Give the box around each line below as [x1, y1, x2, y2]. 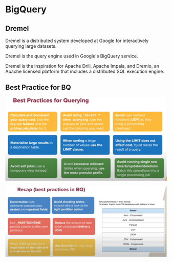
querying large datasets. [5, 43, 57, 49]
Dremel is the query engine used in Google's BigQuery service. [5, 53, 138, 59]
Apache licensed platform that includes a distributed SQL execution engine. [5, 68, 165, 74]
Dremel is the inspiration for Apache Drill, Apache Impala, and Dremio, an [5, 63, 160, 69]
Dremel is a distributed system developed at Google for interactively [5, 37, 149, 44]
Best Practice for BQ [5, 83, 71, 92]
